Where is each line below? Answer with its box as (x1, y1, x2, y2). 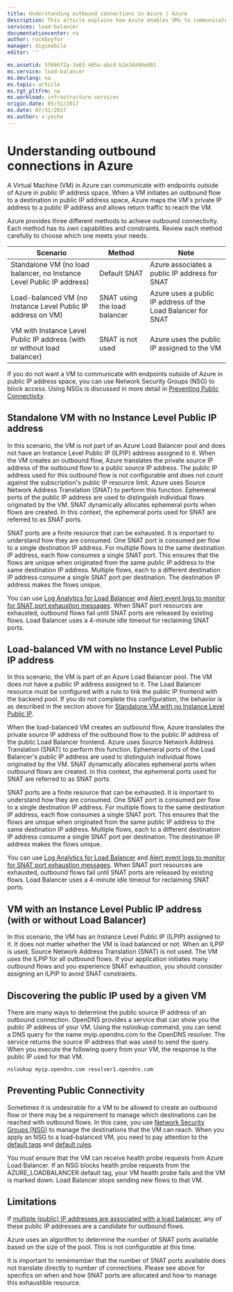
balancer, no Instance (10, 268, 82, 278)
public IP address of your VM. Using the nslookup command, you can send (7, 1023, 221, 1031)
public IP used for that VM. (7, 1052, 84, 1060)
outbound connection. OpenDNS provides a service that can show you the (7, 1015, 220, 1024)
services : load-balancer (7, 23, 79, 30)
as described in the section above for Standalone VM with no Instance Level (7, 702, 225, 711)
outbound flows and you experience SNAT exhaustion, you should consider (7, 962, 223, 971)
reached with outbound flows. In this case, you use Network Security (7, 1117, 205, 1127)
